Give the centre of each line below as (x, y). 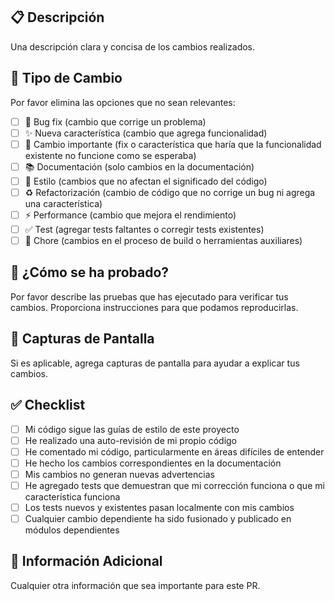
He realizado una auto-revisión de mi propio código (130, 440)
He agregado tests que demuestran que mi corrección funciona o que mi (174, 485)
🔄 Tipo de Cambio (66, 78)
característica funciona (72, 496)
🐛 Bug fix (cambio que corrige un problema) (115, 121)
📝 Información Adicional (86, 561)
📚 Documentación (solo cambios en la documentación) (139, 166)
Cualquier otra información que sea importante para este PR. (135, 585)
